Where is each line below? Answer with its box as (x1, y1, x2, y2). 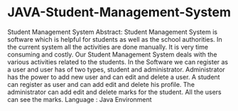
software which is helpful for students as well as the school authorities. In (7, 35, 222, 43)
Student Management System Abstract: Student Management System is (7, 28, 218, 36)
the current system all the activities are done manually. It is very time (7, 42, 208, 51)
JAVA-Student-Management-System (7, 4, 231, 21)
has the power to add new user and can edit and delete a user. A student (7, 72, 220, 81)
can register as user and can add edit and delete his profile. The (7, 80, 195, 88)
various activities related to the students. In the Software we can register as (7, 57, 229, 66)
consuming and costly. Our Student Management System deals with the (7, 50, 217, 59)
